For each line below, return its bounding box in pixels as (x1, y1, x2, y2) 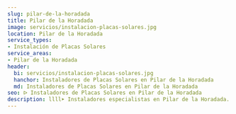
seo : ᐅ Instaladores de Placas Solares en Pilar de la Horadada (7, 89, 202, 96)
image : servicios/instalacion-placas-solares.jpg (7, 23, 157, 30)
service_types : (7, 37, 52, 44)
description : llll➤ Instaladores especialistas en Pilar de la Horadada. (7, 96, 230, 103)
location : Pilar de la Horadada (7, 30, 103, 38)
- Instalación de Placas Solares (7, 43, 106, 50)
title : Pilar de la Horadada (7, 17, 94, 24)
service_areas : (7, 50, 52, 57)
